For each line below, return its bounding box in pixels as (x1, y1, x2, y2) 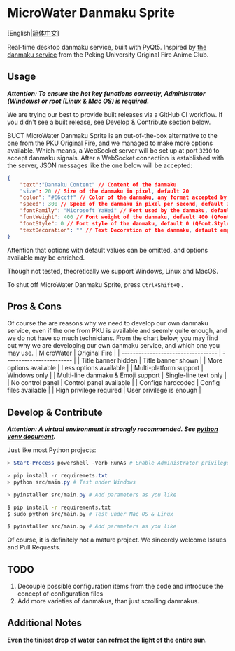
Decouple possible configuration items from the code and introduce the (17, 582, 224, 591)
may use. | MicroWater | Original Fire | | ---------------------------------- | (7, 349, 222, 358)
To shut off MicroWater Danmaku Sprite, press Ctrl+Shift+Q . (7, 280, 183, 288)
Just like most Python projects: (7, 446, 97, 454)
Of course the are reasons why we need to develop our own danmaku (7, 319, 208, 328)
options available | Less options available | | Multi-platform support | (7, 364, 204, 372)
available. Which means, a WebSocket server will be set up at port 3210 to (7, 146, 220, 155)
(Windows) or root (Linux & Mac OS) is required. (7, 97, 150, 105)
